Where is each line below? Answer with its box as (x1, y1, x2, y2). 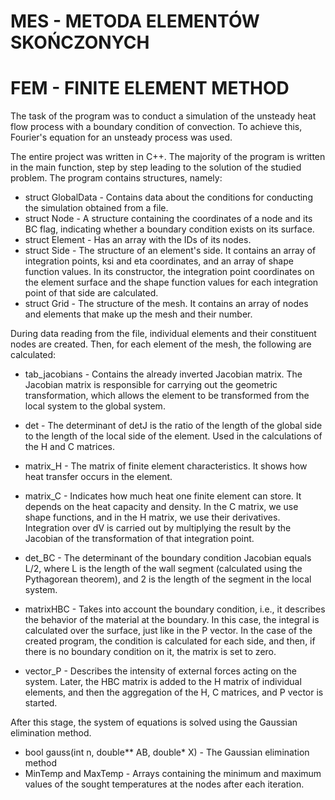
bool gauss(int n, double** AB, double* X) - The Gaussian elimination (24, 746, 310, 759)
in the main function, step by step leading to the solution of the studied (10, 161, 302, 174)
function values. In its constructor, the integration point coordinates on (24, 266, 315, 278)
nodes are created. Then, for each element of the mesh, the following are (10, 338, 312, 350)
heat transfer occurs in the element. (24, 471, 173, 483)
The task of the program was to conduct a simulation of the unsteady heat (10, 110, 317, 122)
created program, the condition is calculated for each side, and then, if (24, 635, 316, 647)
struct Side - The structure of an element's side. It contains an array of (24, 245, 317, 257)
